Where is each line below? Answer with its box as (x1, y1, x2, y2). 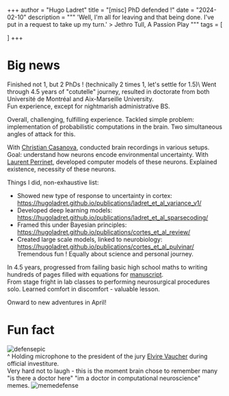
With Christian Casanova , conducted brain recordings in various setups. (7, 143, 210, 151)
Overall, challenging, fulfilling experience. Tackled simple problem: (7, 115, 195, 123)
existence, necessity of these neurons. (7, 164, 116, 173)
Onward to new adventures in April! (7, 298, 107, 306)
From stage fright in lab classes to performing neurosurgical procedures (7, 277, 211, 286)
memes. (7, 381, 30, 389)
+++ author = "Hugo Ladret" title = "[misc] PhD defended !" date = (7, 6, 195, 14)
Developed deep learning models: (16, 206, 113, 214)
